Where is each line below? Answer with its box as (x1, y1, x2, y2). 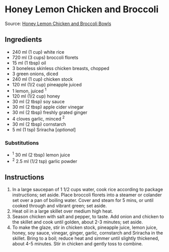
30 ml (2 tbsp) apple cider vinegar (12, 104, 84, 110)
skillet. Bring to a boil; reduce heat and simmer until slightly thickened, (12, 235, 159, 241)
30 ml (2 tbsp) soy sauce (12, 99, 65, 105)
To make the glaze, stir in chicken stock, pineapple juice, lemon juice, (12, 224, 158, 231)
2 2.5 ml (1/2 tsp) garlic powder (12, 157, 77, 164)
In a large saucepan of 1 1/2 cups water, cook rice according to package (12, 187, 163, 193)
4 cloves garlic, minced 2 (12, 115, 65, 122)
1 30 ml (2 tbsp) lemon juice (12, 151, 70, 158)
